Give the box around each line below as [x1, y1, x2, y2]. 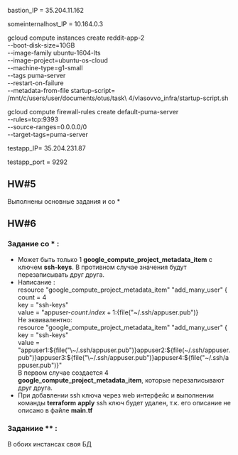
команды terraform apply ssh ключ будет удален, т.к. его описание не [17, 398, 231, 407]
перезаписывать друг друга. [17, 270, 105, 279]
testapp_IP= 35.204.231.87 [7, 144, 87, 152]
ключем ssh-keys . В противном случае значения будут [17, 263, 187, 271]
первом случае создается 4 [23, 368, 109, 377]
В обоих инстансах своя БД [7, 439, 92, 448]
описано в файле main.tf [17, 406, 93, 415]
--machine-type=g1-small [7, 64, 83, 72]
